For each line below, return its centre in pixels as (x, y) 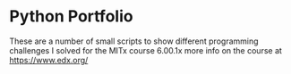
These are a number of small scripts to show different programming (134, 41)
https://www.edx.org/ (49, 60)
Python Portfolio (71, 16)
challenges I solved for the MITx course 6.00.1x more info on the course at (145, 50)
